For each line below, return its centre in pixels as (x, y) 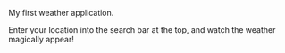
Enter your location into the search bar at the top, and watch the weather (142, 30)
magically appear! (42, 39)
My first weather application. (61, 13)
